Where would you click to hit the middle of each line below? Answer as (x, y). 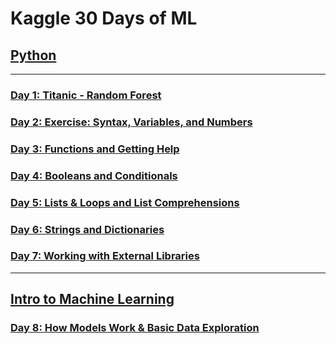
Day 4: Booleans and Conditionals (94, 175)
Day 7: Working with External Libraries (105, 256)
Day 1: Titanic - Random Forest (86, 95)
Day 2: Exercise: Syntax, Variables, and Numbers (131, 122)
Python (33, 55)
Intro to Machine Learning (92, 299)
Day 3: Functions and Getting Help (95, 149)
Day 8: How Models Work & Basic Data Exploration (135, 328)
